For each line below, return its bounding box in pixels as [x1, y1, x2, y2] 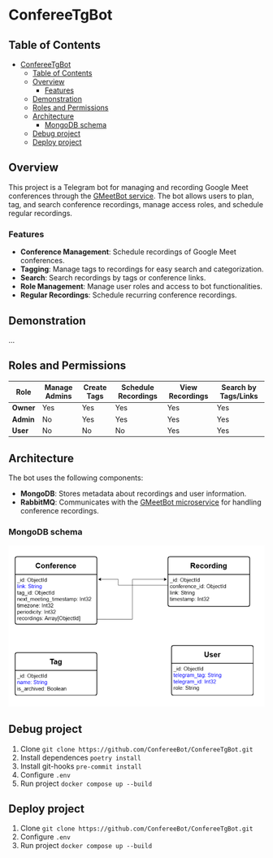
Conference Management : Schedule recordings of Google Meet [19, 247, 237, 257]
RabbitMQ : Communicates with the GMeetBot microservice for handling [19, 497, 262, 507]
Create [83, 383, 107, 392]
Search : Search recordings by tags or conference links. [19, 273, 206, 283]
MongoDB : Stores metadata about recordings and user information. [19, 489, 247, 499]
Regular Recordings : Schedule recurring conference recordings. [19, 290, 237, 300]
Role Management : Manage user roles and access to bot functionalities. [19, 282, 262, 292]
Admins [45, 392, 72, 401]
